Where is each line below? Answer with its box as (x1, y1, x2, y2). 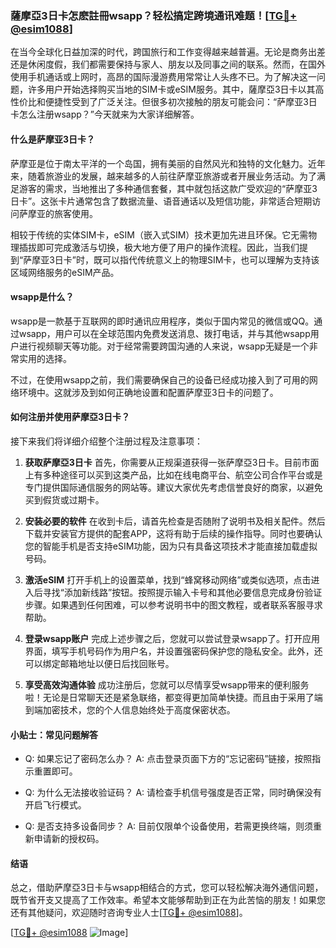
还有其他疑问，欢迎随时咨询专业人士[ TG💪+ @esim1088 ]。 (10, 907, 248, 919)
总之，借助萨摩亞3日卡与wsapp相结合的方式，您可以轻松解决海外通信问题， (10, 882, 324, 894)
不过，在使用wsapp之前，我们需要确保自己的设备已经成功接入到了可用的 (10, 373, 310, 386)
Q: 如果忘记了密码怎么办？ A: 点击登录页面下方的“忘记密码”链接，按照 (24, 753, 313, 765)
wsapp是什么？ (10, 291, 75, 303)
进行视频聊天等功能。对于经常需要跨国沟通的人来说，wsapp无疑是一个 (18, 340, 310, 352)
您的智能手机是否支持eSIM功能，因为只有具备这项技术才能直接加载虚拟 (24, 540, 318, 552)
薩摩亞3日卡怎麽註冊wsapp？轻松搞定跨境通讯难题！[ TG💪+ (10, 8, 297, 22)
